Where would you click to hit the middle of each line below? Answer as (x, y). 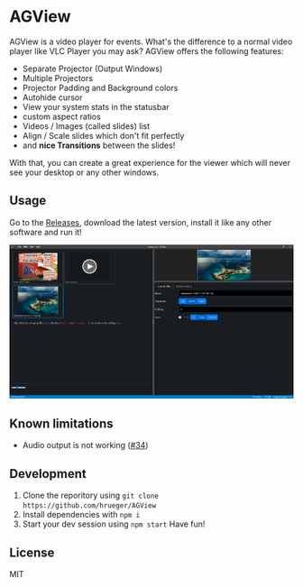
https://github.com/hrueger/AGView (89, 506)
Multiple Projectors (57, 78)
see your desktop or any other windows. (84, 172)
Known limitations (61, 423)
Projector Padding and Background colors (100, 87)
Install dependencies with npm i (81, 515)
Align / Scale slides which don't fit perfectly (103, 135)
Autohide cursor (52, 97)
